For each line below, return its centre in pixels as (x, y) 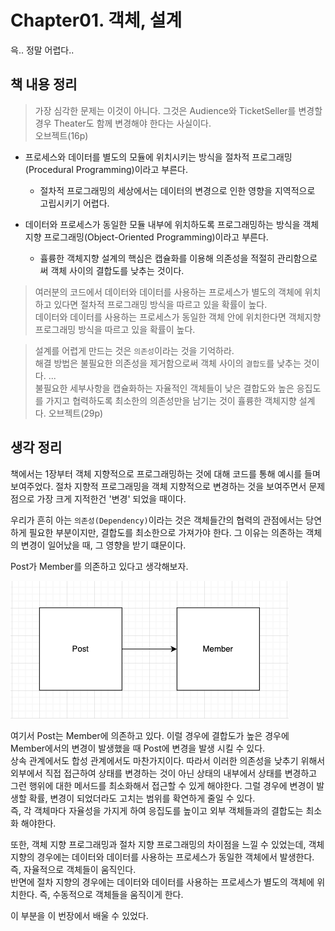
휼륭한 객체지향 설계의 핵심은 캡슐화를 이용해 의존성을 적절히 (157, 258)
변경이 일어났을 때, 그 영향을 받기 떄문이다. (103, 545)
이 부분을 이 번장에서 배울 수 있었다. (79, 915)
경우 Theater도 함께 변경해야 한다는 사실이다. (123, 123)
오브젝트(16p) (61, 135)
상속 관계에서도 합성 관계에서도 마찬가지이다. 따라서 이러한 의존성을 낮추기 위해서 (168, 760)
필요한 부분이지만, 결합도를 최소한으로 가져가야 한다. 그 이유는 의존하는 (166, 532)
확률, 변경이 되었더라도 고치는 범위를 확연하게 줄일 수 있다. (142, 798)
